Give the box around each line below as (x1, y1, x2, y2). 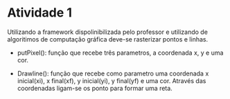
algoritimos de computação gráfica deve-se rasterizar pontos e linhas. (7, 35, 209, 43)
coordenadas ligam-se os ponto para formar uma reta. (17, 84, 173, 92)
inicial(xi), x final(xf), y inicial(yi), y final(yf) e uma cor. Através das (17, 76, 206, 84)
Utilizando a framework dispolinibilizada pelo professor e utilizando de (7, 28, 208, 36)
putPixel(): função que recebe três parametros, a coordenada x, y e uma (17, 48, 224, 57)
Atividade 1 (7, 5, 73, 21)
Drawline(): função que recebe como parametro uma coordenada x (17, 69, 209, 78)
